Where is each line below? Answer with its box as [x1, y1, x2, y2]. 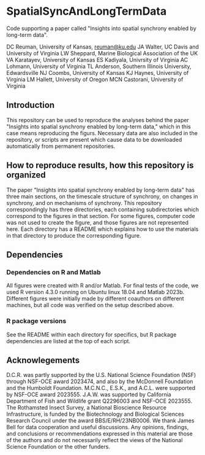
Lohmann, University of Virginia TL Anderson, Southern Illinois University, [6, 63, 192, 70]
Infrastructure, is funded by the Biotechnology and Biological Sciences [6, 410, 185, 418]
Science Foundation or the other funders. [6, 443, 110, 451]
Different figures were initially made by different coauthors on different [6, 295, 185, 302]
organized [6, 170, 46, 181]
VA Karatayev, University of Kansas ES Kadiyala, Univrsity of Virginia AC [6, 56, 188, 63]
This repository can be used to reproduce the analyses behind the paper [6, 116, 190, 123]
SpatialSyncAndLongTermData [6, 4, 167, 18]
